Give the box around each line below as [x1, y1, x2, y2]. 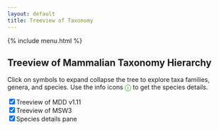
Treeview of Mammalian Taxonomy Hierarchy [7, 57, 212, 69]
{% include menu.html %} [7, 36, 83, 45]
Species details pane [16, 114, 77, 124]
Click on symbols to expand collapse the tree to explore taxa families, [7, 76, 210, 84]
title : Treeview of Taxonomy [7, 17, 94, 24]
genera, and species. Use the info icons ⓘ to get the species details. [7, 83, 208, 92]
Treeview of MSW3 [16, 107, 72, 115]
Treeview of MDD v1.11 [16, 98, 82, 107]
